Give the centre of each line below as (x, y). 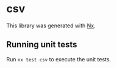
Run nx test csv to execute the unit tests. (59, 59)
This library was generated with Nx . (51, 25)
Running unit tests (42, 45)
